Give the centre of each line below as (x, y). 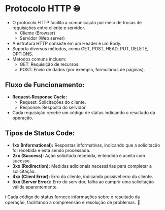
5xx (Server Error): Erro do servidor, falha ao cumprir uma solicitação (83, 181)
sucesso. (21, 161)
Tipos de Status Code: (40, 133)
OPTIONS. (23, 54)
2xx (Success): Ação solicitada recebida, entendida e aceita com (79, 155)
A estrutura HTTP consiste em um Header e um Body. (67, 43)
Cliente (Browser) (37, 33)
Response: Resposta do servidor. (53, 107)
